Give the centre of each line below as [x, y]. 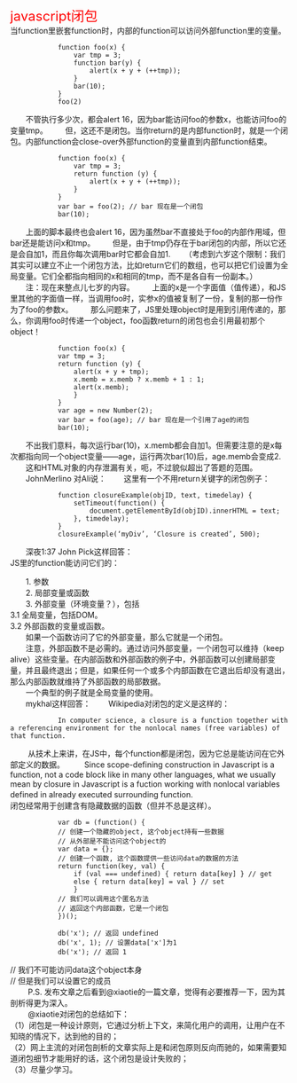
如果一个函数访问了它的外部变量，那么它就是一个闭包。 [126, 637]
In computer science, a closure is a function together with [173, 720]
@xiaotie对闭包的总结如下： [78, 1014]
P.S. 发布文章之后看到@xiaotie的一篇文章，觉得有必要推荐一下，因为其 [156, 992]
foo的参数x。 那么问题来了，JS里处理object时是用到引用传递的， [152, 310]
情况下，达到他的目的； [76, 1036]
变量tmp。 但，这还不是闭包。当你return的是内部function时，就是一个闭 [149, 130]
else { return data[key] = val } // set [149, 882]
